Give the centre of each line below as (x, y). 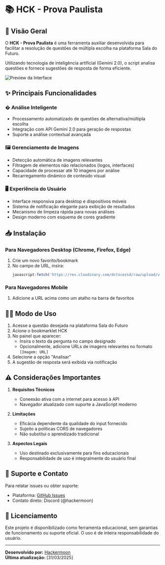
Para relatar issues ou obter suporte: (42, 486)
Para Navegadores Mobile (37, 287)
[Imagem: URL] (34, 352)
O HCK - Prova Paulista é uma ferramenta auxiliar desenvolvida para (75, 43)
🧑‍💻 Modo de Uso (31, 314)
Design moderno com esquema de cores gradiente (64, 217)
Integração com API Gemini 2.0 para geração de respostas (71, 129)
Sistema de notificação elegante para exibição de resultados (73, 207)
